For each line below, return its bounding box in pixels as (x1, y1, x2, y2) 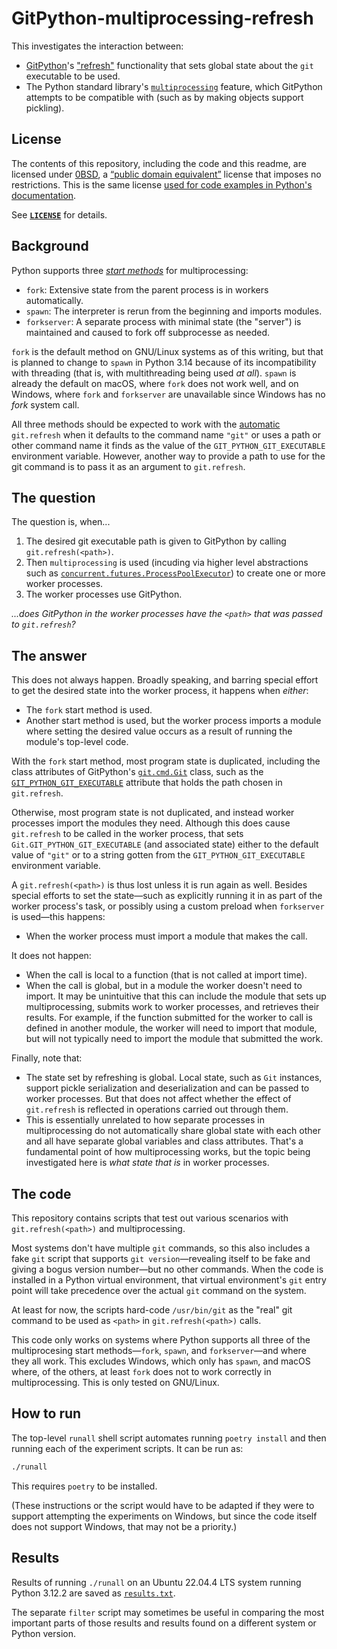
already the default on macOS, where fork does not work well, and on (11, 377, 299, 389)
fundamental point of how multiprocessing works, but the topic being (25, 1146, 311, 1158)
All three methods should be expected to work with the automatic (11, 418, 281, 430)
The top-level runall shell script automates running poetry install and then (11, 1432, 327, 1444)
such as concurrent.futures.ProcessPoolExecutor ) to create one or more (25, 567, 326, 579)
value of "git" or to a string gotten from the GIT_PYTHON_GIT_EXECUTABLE (11, 849, 306, 861)
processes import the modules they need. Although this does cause (11, 817, 291, 829)
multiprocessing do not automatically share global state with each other (25, 1125, 321, 1137)
